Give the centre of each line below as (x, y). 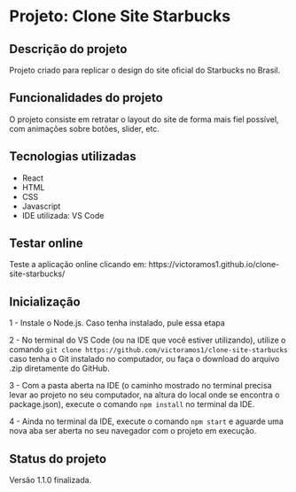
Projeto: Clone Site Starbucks (120, 16)
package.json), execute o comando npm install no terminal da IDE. (132, 404)
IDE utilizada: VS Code (63, 215)
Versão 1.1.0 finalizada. (51, 480)
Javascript (41, 206)
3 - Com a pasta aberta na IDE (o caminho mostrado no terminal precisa (140, 386)
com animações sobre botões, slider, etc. (84, 128)
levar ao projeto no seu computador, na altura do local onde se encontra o (144, 395)
